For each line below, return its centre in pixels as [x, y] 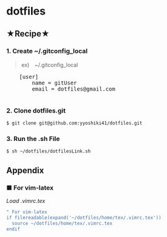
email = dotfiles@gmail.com [73, 89]
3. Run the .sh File [33, 139]
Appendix [25, 170]
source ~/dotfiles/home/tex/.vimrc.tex [62, 223]
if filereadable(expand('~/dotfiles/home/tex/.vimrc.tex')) [84, 218]
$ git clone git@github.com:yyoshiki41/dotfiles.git [74, 123]
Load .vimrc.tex [26, 201]
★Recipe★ [28, 34]
